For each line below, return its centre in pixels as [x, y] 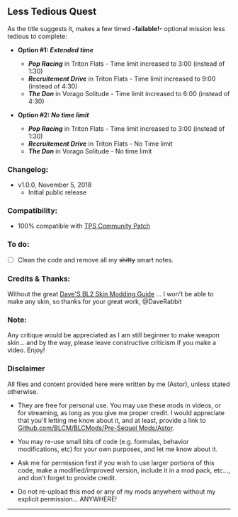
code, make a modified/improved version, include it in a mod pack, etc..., [124, 470]
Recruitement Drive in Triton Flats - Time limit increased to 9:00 [122, 79]
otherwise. [23, 391]
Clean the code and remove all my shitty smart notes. [95, 260]
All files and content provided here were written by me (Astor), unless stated [119, 384]
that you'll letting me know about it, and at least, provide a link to [112, 420]
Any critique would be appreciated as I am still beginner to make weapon [113, 335]
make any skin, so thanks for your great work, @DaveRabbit [95, 302]
